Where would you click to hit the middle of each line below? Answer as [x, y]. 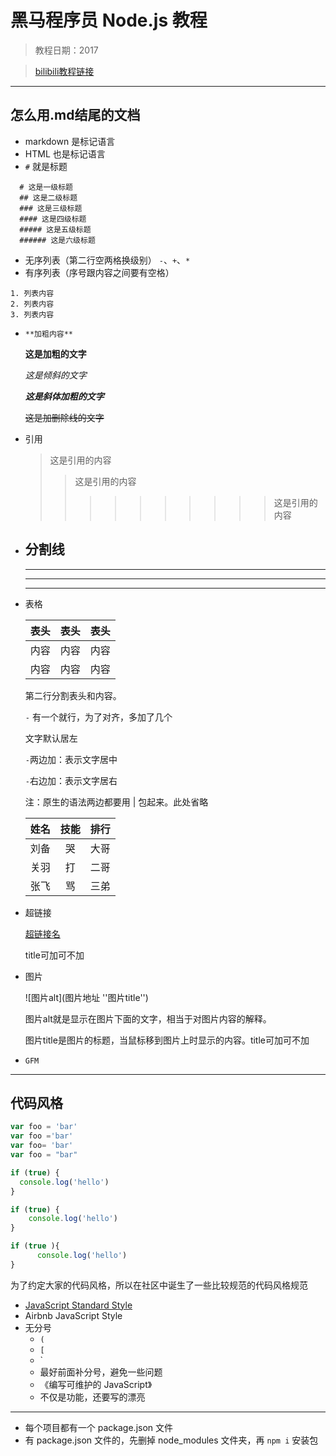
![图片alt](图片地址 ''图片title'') [86, 997]
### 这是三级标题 [51, 208]
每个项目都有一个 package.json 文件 [99, 1427]
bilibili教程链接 [64, 71]
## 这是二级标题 [48, 197]
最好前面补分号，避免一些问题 [101, 1372]
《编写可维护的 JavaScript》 [96, 1384]
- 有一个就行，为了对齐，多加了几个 [98, 717]
